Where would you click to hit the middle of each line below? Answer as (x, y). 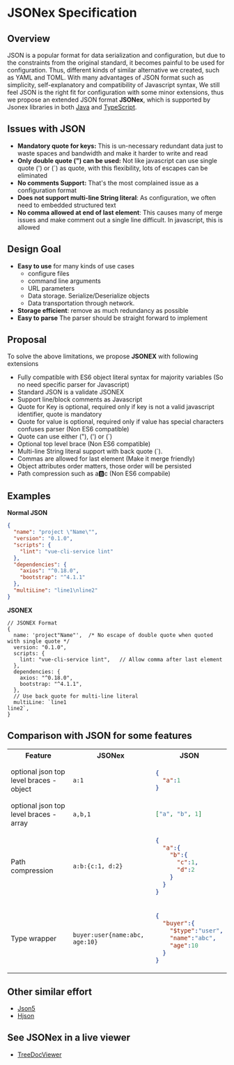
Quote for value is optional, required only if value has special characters (120, 422)
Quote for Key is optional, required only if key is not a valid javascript (116, 407)
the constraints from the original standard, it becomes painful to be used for (116, 63)
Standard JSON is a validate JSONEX (70, 392)
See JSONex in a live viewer (69, 1037)
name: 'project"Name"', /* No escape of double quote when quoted (114, 635)
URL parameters (51, 288)
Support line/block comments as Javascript (80, 399)
